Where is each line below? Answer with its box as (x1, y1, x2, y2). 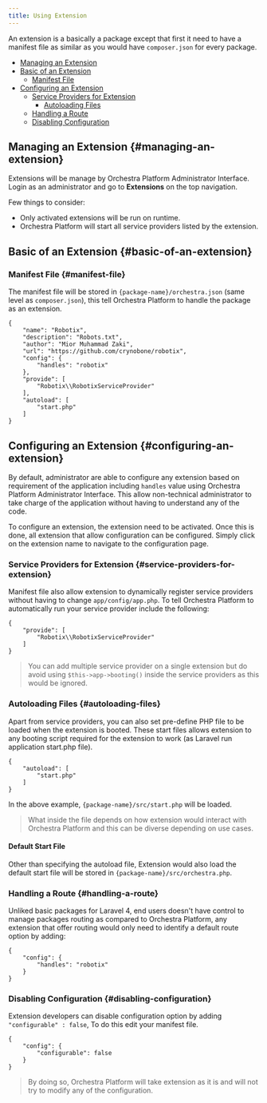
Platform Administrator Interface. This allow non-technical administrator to (8, 489, 253, 499)
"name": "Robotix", (22, 327, 88, 335)
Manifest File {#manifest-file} (8, 268, 126, 280)
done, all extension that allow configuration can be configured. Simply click (8, 530, 255, 540)
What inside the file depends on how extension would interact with (27, 815, 247, 824)
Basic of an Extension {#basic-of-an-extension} (8, 244, 253, 258)
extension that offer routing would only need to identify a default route (8, 923, 239, 933)
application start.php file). (8, 742, 93, 752)
